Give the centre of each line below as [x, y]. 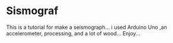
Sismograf [32, 11]
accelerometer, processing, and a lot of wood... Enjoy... [73, 33]
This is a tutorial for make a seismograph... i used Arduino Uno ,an [86, 27]
